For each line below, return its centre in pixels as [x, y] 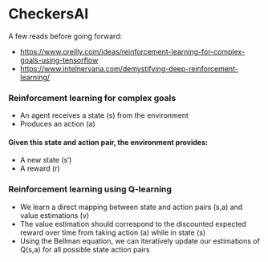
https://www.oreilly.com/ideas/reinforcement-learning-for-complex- [132, 51]
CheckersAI [49, 14]
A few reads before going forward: [65, 36]
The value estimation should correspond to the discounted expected [133, 224]
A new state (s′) [46, 160]
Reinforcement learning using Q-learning [90, 189]
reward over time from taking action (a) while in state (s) [113, 232]
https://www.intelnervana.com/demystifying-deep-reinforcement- [129, 68]
